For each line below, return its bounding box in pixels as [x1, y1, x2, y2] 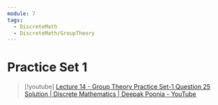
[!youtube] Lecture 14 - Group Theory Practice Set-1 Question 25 [24, 83, 211, 91]
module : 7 [7, 10, 36, 17]
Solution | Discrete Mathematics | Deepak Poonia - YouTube [24, 90, 196, 98]
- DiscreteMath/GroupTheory [13, 29, 95, 37]
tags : [7, 17, 23, 24]
